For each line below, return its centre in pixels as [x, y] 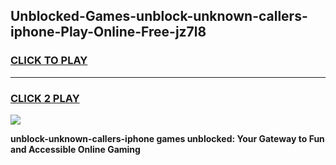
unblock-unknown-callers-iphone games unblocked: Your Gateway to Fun [167, 138]
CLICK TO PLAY [49, 61]
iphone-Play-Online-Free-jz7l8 [108, 32]
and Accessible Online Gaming [75, 149]
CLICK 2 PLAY [45, 98]
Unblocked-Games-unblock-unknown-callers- [159, 16]
